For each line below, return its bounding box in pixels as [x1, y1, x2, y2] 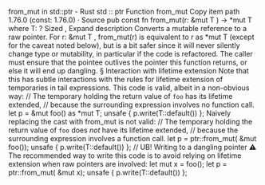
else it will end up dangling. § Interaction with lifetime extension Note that [8, 66, 249, 75]
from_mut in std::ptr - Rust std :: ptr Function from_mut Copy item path [8, 7, 240, 16]
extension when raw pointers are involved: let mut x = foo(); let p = [8, 159, 227, 168]
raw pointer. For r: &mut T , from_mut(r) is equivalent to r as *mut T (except [8, 32, 255, 41]
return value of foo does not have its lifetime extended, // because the [8, 125, 239, 135]
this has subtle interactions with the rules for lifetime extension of [8, 75, 223, 84]
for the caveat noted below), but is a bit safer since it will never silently [8, 41, 240, 50]
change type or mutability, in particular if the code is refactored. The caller [8, 49, 253, 58]
